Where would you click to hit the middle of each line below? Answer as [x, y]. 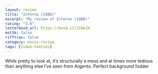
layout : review [21, 10]
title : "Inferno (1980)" [31, 14]
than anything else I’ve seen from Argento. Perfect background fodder [77, 66]
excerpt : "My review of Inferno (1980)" [48, 19]
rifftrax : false [22, 38]
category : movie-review [30, 42]
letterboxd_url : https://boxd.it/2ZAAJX [48, 28]
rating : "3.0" [20, 24]
